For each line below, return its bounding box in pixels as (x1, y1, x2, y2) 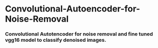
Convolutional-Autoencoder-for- (5, 3, 140, 14)
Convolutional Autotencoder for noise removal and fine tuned (5, 31, 153, 37)
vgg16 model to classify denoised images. (5, 37, 106, 44)
